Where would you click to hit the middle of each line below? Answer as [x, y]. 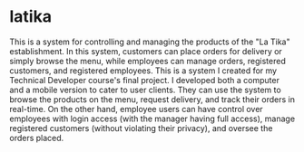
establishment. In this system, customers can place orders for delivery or [146, 51]
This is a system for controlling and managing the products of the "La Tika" [150, 42]
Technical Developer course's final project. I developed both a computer [144, 80]
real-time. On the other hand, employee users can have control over [136, 109]
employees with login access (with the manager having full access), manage [152, 119]
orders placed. [37, 138]
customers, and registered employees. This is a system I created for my [143, 71]
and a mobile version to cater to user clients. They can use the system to [145, 90]
